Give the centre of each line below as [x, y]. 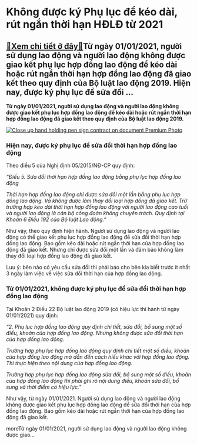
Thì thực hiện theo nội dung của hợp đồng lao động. [69, 363]
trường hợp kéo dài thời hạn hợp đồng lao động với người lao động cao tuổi [97, 207]
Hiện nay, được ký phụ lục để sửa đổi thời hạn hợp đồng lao [92, 145]
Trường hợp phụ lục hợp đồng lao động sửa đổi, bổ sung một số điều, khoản [99, 374]
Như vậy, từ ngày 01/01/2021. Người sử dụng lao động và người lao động [94, 398]
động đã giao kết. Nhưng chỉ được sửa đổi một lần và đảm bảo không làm [95, 250]
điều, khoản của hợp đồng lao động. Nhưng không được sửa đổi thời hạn [95, 333]
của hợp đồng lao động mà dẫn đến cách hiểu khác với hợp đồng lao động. [98, 357]
